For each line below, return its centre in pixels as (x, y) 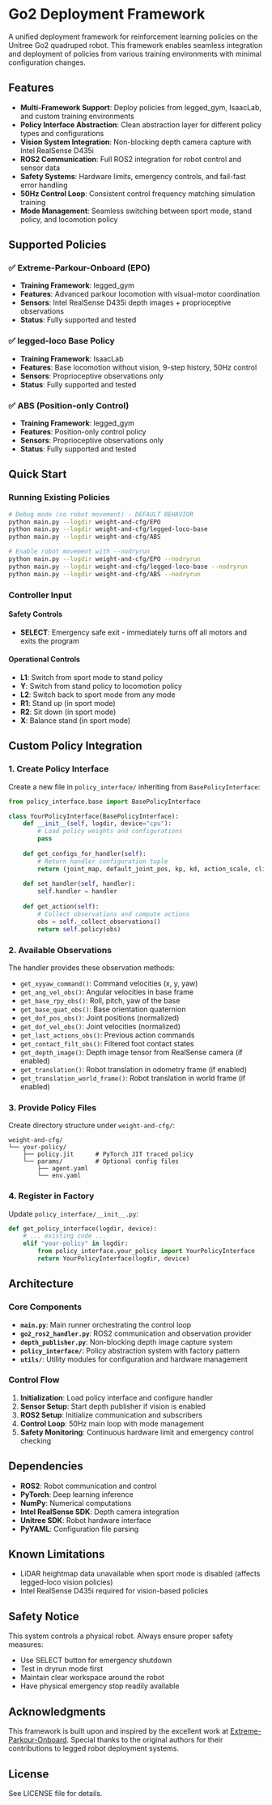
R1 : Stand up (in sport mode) (68, 704)
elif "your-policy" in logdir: (76, 1244)
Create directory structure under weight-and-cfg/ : (92, 1125)
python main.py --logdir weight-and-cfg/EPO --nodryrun (104, 559)
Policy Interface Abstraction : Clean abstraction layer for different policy (140, 124)
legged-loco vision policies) (66, 1582)
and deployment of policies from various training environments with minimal (135, 53)
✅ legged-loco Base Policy (62, 341)
